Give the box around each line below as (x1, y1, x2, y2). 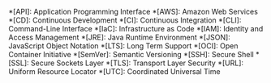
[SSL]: (8, 58, 30, 68)
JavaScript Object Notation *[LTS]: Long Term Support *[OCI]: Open (8, 41, 239, 51)
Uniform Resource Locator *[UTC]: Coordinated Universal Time (8, 67, 221, 76)
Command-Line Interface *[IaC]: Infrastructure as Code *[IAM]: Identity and (8, 24, 264, 33)
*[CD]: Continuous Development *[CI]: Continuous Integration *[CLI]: (8, 15, 242, 25)
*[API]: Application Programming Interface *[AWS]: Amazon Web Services (8, 7, 258, 16)
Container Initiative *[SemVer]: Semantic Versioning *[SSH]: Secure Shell (8, 50, 254, 59)
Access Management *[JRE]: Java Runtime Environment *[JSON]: (8, 32, 231, 42)
